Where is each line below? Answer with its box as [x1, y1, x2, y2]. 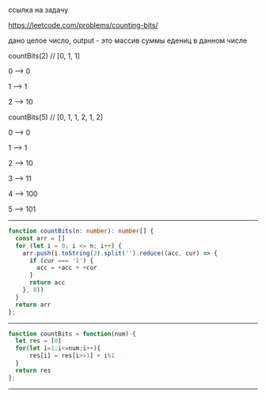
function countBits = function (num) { [8, 330, 136, 338]
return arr [15, 301, 51, 309]
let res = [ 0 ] [15, 337, 62, 345]
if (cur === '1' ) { [28, 256, 93, 264]
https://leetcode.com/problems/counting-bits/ [8, 21, 158, 29]
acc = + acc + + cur [36, 263, 97, 272]
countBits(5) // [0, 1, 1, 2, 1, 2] [8, 112, 104, 122]
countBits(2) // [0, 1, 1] [8, 51, 81, 60]
